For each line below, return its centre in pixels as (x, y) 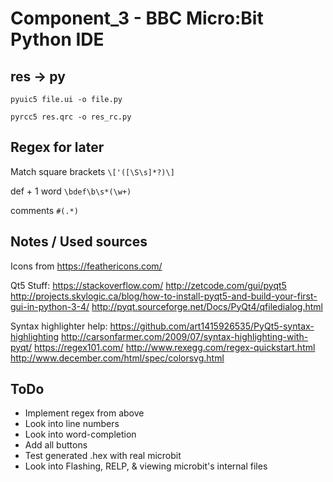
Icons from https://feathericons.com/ (86, 266)
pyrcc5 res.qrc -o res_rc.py (71, 117)
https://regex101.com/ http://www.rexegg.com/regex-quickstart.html (175, 347)
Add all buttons (56, 445)
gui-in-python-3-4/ (50, 306)
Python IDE (57, 39)
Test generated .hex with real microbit (103, 456)
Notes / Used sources (79, 242)
